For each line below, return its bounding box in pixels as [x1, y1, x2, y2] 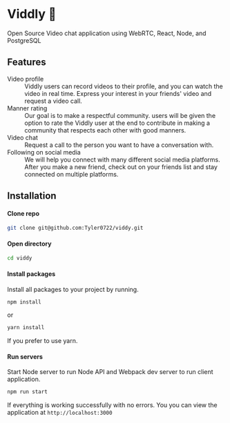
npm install [7, 298, 41, 306]
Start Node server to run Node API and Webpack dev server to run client [7, 368, 213, 376]
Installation [7, 190, 57, 202]
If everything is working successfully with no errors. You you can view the [7, 401, 218, 409]
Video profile [7, 75, 44, 83]
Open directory [7, 239, 52, 248]
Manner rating [7, 104, 48, 112]
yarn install [7, 324, 45, 331]
